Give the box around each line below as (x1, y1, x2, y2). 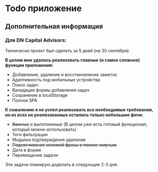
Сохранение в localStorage (12, 92, 68, 98)
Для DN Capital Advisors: (5, 37, 67, 44)
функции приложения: (5, 62, 54, 68)
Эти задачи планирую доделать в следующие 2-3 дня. (5, 161, 119, 167)
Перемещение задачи (12, 152, 58, 158)
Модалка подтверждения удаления (12, 137, 86, 142)
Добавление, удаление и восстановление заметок (12, 71, 117, 78)
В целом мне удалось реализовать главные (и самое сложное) (5, 57, 140, 63)
